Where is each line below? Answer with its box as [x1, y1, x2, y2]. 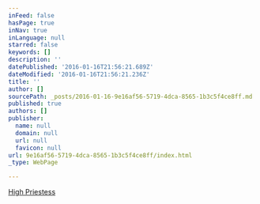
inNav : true [8, 26, 47, 34]
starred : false [8, 41, 58, 49]
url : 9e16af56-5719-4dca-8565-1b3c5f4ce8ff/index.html [8, 151, 193, 159]
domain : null [15, 129, 58, 137]
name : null [15, 122, 51, 130]
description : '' [8, 56, 62, 64]
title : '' [8, 77, 41, 85]
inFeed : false [8, 11, 55, 20]
